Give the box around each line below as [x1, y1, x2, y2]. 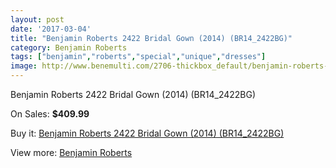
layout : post [10, 14, 65, 25]
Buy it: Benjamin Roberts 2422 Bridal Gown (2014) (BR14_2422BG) [10, 127, 285, 139]
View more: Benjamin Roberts [10, 147, 133, 158]
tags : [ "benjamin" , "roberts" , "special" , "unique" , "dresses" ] [10, 52, 267, 62]
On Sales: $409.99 [10, 108, 90, 120]
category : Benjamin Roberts [10, 42, 128, 53]
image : [10, 61, 38, 71]
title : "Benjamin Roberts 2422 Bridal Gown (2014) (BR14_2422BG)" [10, 33, 293, 43]
